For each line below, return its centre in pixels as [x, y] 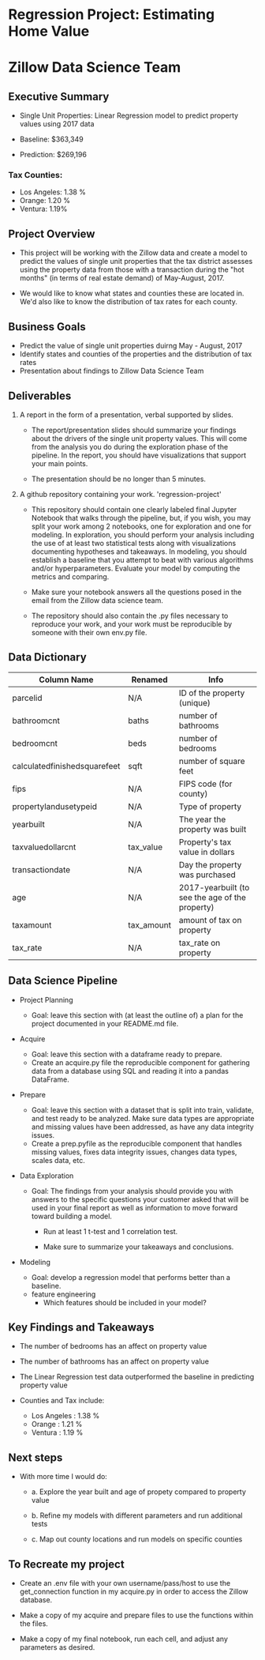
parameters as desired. [57, 1647]
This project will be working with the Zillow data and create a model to [133, 253]
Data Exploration [47, 1176]
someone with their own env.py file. [89, 632]
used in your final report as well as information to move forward [134, 1207]
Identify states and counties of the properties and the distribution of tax [136, 354]
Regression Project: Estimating [112, 15]
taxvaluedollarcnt [44, 847]
